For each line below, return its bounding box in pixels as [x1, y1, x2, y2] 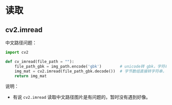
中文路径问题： [5, 39, 37, 46]
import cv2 [5, 50, 29, 55]
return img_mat [14, 73, 47, 78]
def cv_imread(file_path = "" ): [5, 59, 74, 64]
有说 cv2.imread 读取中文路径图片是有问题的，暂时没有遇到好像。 [12, 94, 151, 100]
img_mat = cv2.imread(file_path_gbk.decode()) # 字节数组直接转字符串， [14, 69, 167, 74]
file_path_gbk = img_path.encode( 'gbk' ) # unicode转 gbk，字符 [14, 64, 165, 69]
